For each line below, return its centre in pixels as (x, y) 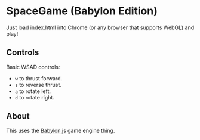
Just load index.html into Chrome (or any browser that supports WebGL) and (100, 27)
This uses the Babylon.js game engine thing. (61, 130)
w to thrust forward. (39, 78)
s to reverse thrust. (38, 85)
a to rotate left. (33, 91)
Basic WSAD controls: (33, 67)
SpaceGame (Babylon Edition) (82, 11)
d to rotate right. (35, 97)
